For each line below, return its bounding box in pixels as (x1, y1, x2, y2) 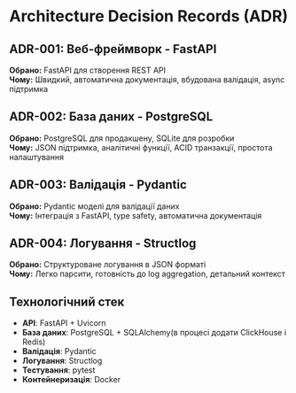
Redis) (21, 336, 46, 347)
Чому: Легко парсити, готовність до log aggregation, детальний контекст (9, 268, 286, 280)
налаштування (9, 151, 65, 162)
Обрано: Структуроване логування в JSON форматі (9, 259, 206, 270)
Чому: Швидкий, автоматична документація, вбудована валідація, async (9, 74, 285, 85)
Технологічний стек (9, 294, 125, 309)
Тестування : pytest (21, 365, 96, 375)
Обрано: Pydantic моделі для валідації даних (9, 201, 180, 212)
